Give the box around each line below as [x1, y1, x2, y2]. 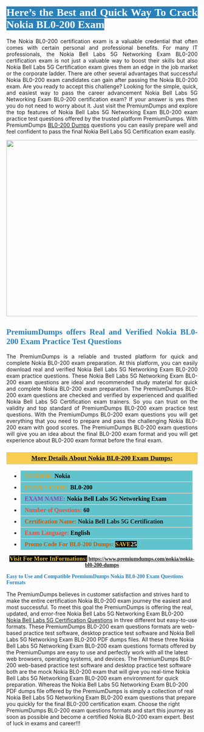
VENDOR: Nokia [24, 472, 70, 480]
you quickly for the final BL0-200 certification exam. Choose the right [6, 700, 180, 708]
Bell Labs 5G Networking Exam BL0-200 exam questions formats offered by [6, 642, 196, 649]
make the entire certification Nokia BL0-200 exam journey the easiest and [6, 597, 191, 605]
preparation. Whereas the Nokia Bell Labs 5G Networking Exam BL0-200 [6, 681, 188, 688]
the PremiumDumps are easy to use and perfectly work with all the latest [6, 649, 188, 656]
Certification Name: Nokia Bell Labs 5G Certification [24, 518, 164, 525]
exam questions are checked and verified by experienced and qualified [18, 391, 198, 399]
